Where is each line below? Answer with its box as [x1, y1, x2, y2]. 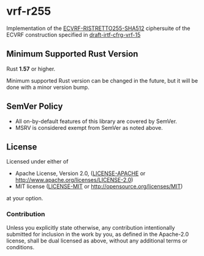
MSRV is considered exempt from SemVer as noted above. [15, 124, 164, 131]
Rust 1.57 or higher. [6, 65, 56, 72]
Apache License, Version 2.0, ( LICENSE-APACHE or [15, 170, 146, 177]
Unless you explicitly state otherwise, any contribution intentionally [6, 224, 175, 231]
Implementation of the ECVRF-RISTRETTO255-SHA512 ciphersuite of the [6, 24, 191, 32]
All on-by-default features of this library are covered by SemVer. [15, 118, 178, 125]
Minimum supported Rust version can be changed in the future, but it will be [6, 77, 198, 84]
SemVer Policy [6, 101, 63, 111]
